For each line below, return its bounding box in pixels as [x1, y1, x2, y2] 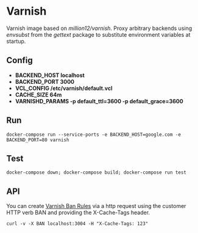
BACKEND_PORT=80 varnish [6, 136, 69, 143]
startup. [6, 37, 26, 45]
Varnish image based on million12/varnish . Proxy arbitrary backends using [6, 24, 193, 32]
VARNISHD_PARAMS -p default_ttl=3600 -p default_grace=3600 [15, 97, 184, 105]
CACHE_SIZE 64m [15, 91, 62, 98]
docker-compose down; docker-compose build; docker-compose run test [6, 169, 187, 176]
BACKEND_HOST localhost [15, 72, 85, 79]
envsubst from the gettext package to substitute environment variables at [6, 31, 191, 38]
